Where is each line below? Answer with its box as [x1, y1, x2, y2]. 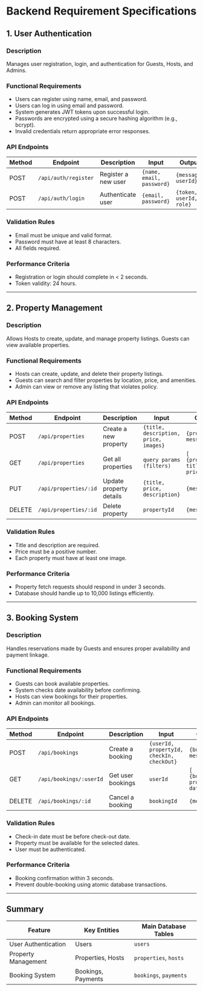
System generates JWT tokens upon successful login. [14, 108, 150, 116]
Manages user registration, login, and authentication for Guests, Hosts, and [6, 60, 193, 67]
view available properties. [6, 341, 71, 349]
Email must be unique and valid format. [14, 231, 113, 239]
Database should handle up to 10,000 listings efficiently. [14, 589, 155, 597]
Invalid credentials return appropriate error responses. [14, 128, 150, 135]
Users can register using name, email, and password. [14, 96, 148, 103]
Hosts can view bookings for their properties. [14, 693, 128, 700]
